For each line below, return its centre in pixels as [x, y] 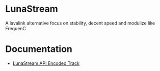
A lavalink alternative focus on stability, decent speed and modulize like [80, 23]
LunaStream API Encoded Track [46, 63]
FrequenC [16, 28]
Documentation [39, 49]
